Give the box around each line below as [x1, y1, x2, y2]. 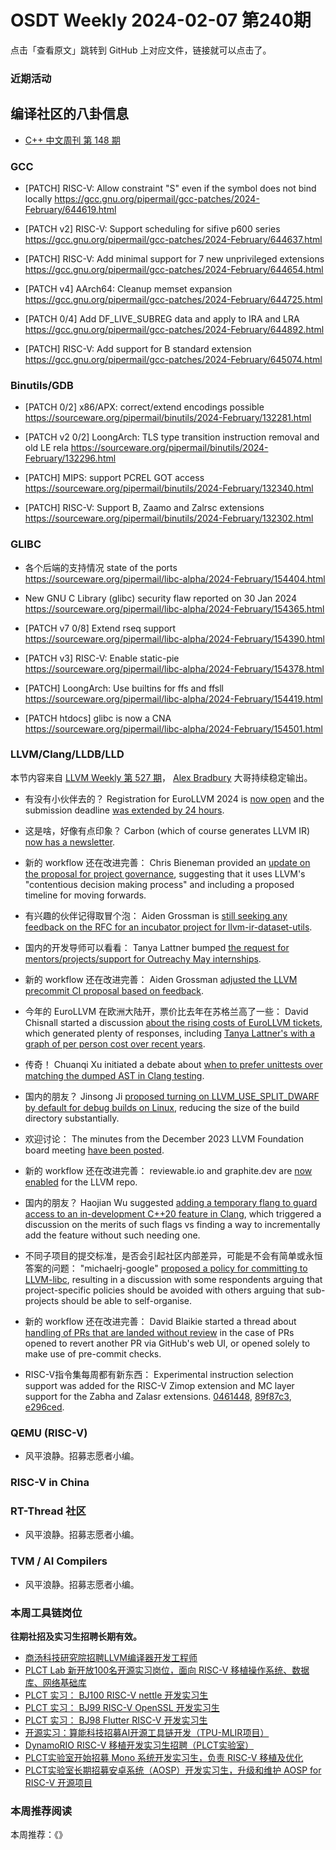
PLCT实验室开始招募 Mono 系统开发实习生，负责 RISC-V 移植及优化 [24, 1751, 304, 1763]
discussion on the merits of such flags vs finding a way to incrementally [24, 1218, 321, 1230]
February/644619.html [24, 203, 117, 215]
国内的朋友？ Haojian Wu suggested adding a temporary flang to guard [24, 1196, 318, 1208]
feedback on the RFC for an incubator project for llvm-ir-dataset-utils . [24, 921, 313, 933]
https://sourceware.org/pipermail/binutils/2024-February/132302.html [24, 512, 314, 525]
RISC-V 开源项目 [24, 1776, 93, 1788]
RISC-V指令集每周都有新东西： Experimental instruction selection [24, 1368, 294, 1380]
